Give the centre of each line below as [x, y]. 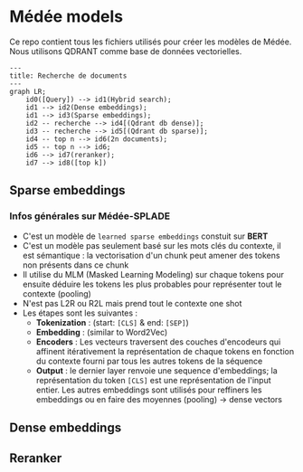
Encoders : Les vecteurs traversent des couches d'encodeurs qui [158, 342]
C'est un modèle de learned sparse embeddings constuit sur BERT [145, 236]
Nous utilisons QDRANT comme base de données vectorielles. [126, 51]
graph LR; [28, 91]
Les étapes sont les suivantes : [80, 313]
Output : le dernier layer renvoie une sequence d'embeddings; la [156, 370]
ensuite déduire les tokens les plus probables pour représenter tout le [152, 284]
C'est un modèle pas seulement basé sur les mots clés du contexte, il [152, 245]
